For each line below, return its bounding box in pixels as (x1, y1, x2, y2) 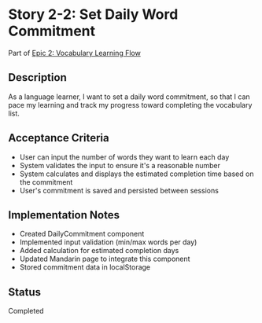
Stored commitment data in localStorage (19, 262, 151, 272)
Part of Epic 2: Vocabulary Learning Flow (8, 48, 142, 57)
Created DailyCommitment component (19, 229, 145, 239)
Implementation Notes (8, 208, 120, 222)
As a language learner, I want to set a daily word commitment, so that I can (8, 92, 250, 101)
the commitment (19, 177, 73, 186)
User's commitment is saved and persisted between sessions (19, 185, 219, 195)
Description (8, 71, 67, 84)
